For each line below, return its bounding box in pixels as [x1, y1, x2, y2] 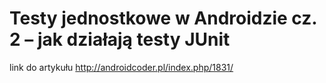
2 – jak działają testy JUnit [9, 28, 231, 51]
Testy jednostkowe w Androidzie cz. [9, 7, 317, 30]
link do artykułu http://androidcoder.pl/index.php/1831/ [9, 61, 234, 73]
